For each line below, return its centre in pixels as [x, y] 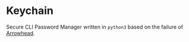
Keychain [30, 11]
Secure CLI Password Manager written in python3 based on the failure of [94, 27]
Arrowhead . [21, 33]
